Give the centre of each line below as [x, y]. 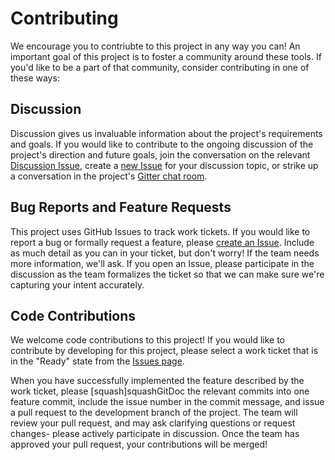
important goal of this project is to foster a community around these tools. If [166, 56]
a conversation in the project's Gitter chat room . [109, 176]
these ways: [35, 78]
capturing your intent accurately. [77, 284]
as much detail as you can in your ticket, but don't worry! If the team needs [165, 253]
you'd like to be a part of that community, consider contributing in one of [160, 67]
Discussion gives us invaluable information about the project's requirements [166, 133]
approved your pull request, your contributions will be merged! [139, 444]
